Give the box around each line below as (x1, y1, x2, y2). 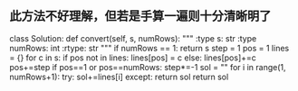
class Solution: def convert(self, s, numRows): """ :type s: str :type (9, 32, 257, 43)
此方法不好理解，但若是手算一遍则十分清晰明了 (9, 8, 272, 24)
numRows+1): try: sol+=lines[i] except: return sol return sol (9, 71, 229, 82)
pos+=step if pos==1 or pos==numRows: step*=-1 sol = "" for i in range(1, (9, 61, 286, 72)
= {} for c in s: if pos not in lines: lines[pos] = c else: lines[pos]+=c (9, 52, 256, 63)
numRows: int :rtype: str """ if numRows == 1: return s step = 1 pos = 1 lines (9, 42, 290, 53)
